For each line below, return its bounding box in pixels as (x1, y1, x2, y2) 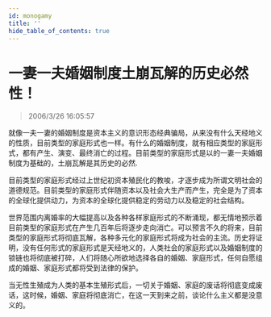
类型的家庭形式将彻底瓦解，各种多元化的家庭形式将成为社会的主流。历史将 (8, 233, 256, 243)
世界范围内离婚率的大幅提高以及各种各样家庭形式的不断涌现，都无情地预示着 (8, 213, 263, 223)
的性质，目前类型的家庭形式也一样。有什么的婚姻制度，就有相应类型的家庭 (8, 138, 256, 148)
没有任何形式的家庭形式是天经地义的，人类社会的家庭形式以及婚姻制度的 (22, 243, 263, 252)
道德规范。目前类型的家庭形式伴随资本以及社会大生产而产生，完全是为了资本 (8, 186, 263, 195)
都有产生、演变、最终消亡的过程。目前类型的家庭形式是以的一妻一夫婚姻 (22, 148, 263, 158)
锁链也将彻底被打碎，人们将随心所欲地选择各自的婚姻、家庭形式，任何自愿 (8, 253, 256, 263)
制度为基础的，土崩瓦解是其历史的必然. (8, 158, 139, 168)
